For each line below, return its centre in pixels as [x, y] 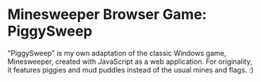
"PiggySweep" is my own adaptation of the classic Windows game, [117, 53]
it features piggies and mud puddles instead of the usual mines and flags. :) [131, 69]
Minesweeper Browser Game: [107, 15]
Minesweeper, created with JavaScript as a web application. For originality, [130, 61]
